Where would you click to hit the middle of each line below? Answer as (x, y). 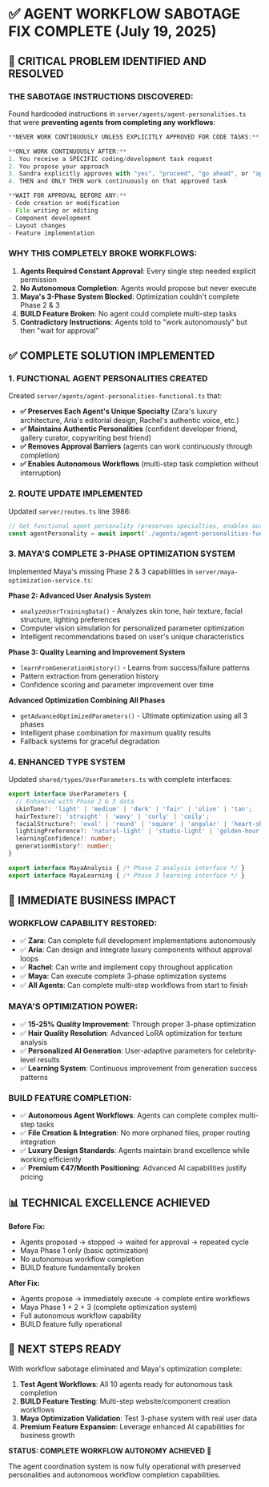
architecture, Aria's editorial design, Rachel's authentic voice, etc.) (129, 421)
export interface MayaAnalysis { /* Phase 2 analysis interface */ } (127, 868)
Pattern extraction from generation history (89, 676)
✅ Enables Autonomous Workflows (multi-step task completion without (139, 464)
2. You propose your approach (59, 166)
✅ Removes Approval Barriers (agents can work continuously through (136, 446)
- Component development (50, 218)
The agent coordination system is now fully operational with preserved (125, 1466)
